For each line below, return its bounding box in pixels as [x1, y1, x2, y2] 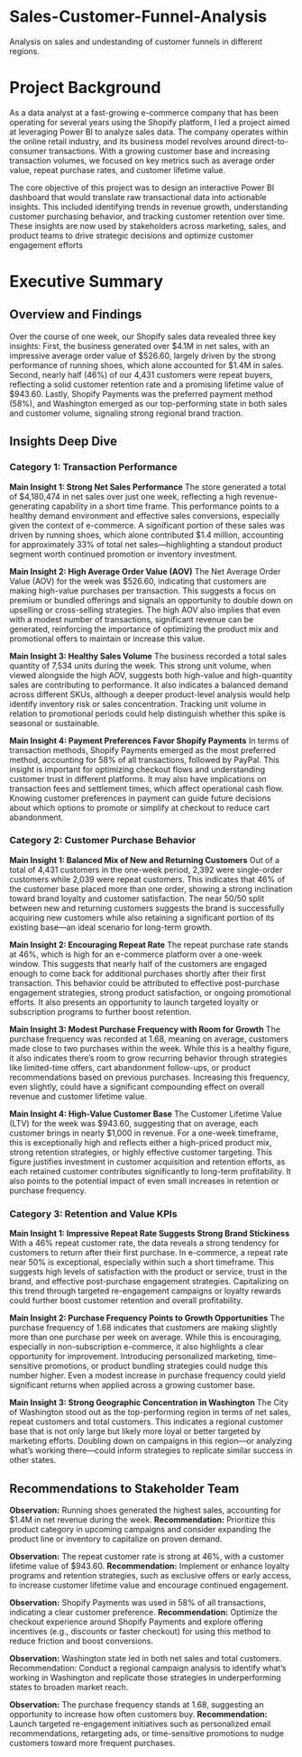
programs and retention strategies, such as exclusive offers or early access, [9, 1569, 292, 1580]
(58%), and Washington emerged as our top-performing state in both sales [9, 398, 288, 409]
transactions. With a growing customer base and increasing [48, 145, 270, 156]
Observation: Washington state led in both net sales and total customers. [9, 1652, 282, 1663]
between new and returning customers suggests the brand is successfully [9, 902, 286, 913]
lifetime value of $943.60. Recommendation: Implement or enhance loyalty [9, 1560, 290, 1571]
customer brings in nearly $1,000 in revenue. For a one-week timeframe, [9, 1127, 279, 1138]
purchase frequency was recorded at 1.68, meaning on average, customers [9, 1033, 288, 1044]
